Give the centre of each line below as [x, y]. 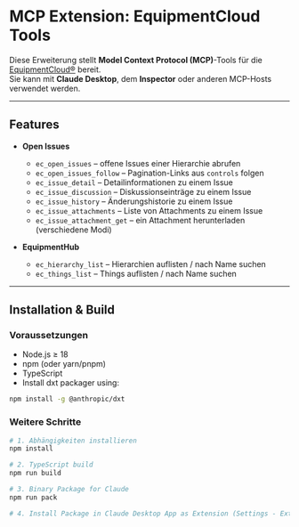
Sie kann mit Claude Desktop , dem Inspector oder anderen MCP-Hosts [141, 78]
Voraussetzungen [49, 336]
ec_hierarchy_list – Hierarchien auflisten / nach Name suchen [151, 263]
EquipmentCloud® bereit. [55, 69]
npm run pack [33, 497]
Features [34, 125]
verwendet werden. [45, 88]
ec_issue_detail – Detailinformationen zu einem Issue [134, 182]
